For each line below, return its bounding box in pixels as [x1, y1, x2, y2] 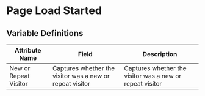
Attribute [14, 46, 41, 54]
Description [142, 50, 178, 58]
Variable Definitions [6, 28, 84, 39]
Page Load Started [6, 4, 103, 18]
